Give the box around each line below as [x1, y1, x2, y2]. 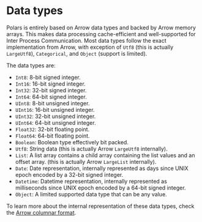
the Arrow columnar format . [6, 209, 77, 216]
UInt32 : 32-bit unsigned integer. [15, 113, 96, 120]
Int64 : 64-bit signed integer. [15, 93, 87, 100]
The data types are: [6, 62, 56, 69]
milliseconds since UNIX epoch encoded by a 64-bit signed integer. [15, 184, 186, 191]
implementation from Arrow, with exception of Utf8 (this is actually [6, 43, 174, 51]
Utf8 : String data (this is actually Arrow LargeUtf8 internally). [15, 145, 168, 152]
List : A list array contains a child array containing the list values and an [15, 151, 195, 159]
